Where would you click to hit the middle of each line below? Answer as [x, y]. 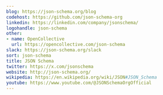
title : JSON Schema [30, 61]
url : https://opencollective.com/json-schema [69, 45]
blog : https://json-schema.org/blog [51, 12]
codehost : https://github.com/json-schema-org [64, 17]
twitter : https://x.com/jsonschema [50, 66]
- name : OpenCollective [35, 39]
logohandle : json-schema [37, 28]
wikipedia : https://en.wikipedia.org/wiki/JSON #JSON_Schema [82, 77]
